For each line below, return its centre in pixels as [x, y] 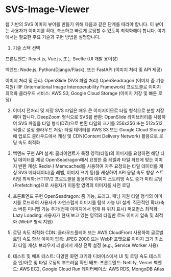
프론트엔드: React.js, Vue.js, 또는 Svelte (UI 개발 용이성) [62, 59]
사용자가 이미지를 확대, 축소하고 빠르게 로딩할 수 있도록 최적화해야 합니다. [83, 30]
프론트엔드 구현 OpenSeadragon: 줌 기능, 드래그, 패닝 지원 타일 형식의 [83, 196]
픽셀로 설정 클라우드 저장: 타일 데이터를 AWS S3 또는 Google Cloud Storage [89, 129]
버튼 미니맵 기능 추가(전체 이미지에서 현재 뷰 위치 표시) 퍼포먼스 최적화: [89, 209]
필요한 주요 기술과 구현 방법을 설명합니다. [60, 37]
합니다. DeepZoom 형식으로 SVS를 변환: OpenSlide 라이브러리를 [87, 117]
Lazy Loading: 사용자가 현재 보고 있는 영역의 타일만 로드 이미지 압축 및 [83, 215]
